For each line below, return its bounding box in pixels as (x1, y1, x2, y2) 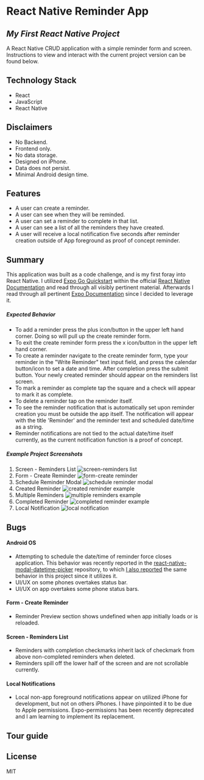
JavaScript (15, 98, 43, 105)
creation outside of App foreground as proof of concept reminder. (15, 237, 181, 245)
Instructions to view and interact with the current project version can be (6, 51, 186, 59)
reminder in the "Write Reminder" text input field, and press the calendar (15, 359, 197, 366)
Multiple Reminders (15, 492, 64, 499)
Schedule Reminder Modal (15, 479, 82, 486)
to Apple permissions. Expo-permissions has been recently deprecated (15, 706, 194, 714)
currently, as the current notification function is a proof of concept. (15, 436, 183, 443)
